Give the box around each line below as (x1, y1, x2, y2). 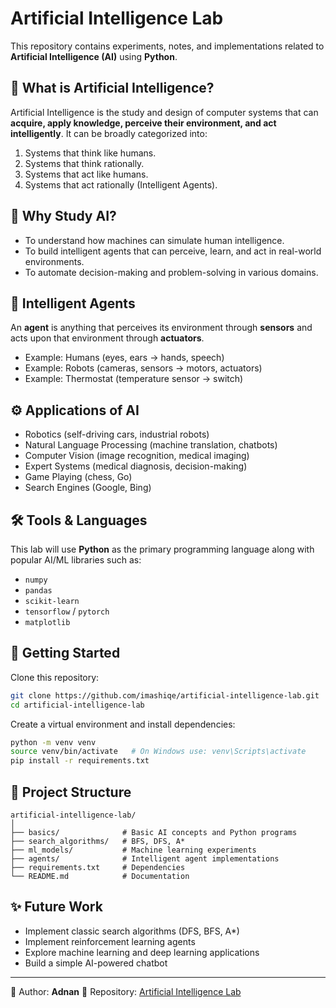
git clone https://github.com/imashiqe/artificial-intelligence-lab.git (10, 690, 320, 701)
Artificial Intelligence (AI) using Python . (10, 50, 178, 62)
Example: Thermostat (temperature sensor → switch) (24, 373, 244, 385)
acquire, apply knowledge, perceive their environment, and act (10, 117, 277, 129)
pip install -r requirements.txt (10, 756, 150, 766)
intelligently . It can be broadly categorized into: (10, 127, 208, 139)
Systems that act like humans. (24, 168, 149, 180)
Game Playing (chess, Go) (24, 471, 133, 483)
